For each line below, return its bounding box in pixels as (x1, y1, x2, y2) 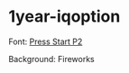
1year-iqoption (8, 6, 121, 27)
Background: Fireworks (8, 53, 96, 64)
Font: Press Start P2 (8, 36, 83, 47)
